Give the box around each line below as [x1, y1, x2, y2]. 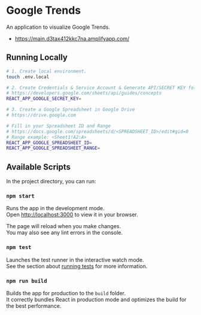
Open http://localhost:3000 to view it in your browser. [6, 211, 139, 219]
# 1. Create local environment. [6, 68, 87, 74]
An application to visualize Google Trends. [6, 23, 111, 31]
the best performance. [6, 302, 62, 309]
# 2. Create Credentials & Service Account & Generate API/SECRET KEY [6, 84, 186, 90]
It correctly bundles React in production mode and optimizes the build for [6, 296, 187, 303]
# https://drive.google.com [6, 112, 77, 118]
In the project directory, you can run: [6, 178, 96, 185]
